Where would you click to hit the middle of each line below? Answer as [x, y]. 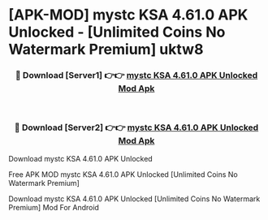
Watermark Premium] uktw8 [106, 50]
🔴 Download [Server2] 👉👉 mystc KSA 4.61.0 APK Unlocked [136, 127]
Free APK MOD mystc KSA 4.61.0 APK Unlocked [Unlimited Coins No [123, 174]
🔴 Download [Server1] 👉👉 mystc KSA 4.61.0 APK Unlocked [136, 75]
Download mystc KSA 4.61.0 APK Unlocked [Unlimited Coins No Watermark [134, 198]
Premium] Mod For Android [54, 207]
